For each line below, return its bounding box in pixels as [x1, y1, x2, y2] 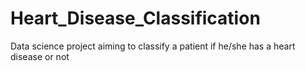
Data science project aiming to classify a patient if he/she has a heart [10, 40, 296, 52]
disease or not [10, 50, 70, 62]
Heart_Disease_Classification [10, 7, 261, 30]
